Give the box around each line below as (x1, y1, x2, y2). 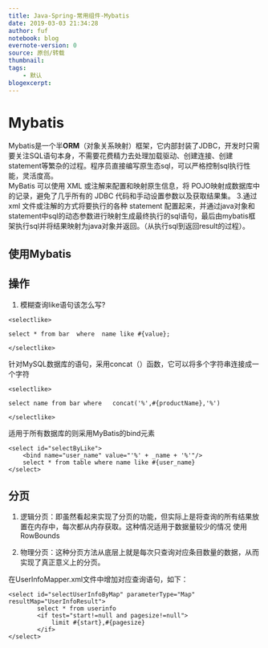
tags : (8, 64, 26, 72)
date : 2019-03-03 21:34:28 (8, 19, 99, 27)
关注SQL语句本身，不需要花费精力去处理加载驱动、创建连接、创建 (14, 151, 233, 161)
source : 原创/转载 (8, 49, 66, 57)
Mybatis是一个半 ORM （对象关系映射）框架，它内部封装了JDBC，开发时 (8, 141, 246, 151)
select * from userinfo (37, 605, 116, 613)
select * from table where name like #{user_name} (22, 458, 196, 467)
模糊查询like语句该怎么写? (19, 300, 106, 309)
